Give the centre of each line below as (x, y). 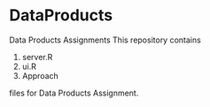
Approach (40, 75)
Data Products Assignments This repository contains (105, 40)
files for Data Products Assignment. (74, 93)
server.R (37, 57)
